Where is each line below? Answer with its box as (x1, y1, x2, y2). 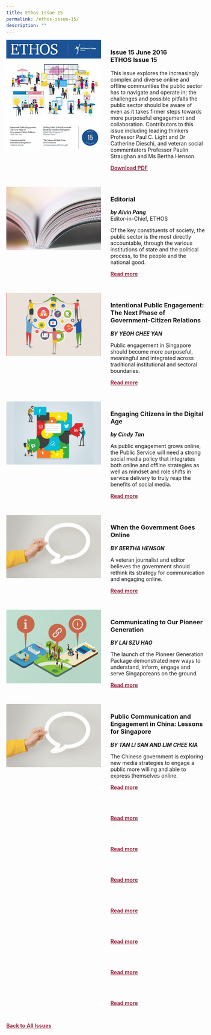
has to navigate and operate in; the (110, 88, 197, 96)
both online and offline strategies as (110, 462, 200, 469)
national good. (110, 259, 146, 266)
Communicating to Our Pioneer (110, 618, 203, 626)
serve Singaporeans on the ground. (110, 670, 198, 677)
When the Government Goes (110, 523, 195, 532)
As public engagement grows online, (110, 443, 201, 450)
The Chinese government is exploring (110, 752, 204, 760)
